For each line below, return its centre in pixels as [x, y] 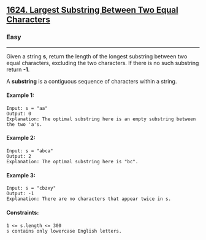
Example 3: [21, 175]
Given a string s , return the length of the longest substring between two [97, 56]
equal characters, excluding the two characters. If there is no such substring [103, 63]
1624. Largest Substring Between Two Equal [93, 10]
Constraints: [23, 212]
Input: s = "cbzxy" [31, 188]
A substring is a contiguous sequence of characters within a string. [92, 81]
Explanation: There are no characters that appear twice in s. [89, 199]
